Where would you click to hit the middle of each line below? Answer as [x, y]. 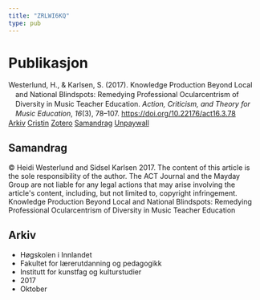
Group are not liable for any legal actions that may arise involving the [122, 184]
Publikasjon [48, 63]
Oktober [34, 289]
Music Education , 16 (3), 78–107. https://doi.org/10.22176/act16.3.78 [126, 114]
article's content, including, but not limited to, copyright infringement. [123, 193]
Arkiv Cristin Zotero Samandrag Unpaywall [79, 123]
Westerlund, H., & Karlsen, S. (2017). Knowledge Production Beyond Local [130, 85]
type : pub [25, 23]
